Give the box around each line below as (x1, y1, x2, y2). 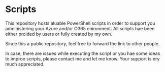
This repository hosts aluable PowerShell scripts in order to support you (5, 20, 155, 26)
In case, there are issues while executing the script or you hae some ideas (5, 50, 160, 56)
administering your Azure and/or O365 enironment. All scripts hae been (5, 25, 155, 31)
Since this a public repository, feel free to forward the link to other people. (5, 40, 160, 46)
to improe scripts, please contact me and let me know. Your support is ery (5, 55, 160, 61)
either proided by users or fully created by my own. (5, 31, 113, 37)
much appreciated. (5, 61, 45, 67)
